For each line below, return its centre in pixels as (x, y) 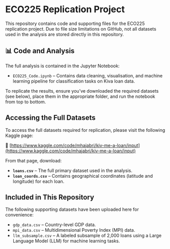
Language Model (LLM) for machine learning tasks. (66, 241)
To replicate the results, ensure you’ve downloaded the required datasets (82, 91)
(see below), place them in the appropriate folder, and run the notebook (80, 96)
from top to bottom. (26, 102)
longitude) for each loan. (38, 181)
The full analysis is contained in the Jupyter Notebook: (62, 66)
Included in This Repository (50, 197)
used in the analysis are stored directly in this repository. (65, 34)
